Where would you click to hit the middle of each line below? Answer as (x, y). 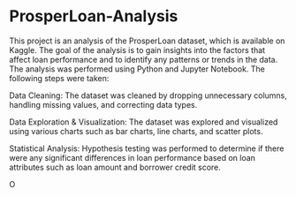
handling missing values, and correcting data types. (103, 104)
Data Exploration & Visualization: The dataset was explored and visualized (144, 122)
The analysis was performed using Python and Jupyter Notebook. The (137, 69)
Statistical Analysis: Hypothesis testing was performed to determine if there (147, 148)
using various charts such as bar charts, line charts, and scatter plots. (136, 131)
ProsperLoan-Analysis (94, 16)
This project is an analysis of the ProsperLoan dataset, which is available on (147, 41)
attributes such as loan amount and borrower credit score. (115, 167)
